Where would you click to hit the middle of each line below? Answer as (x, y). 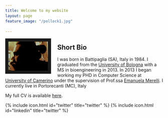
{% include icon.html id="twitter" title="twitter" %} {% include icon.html (79, 105)
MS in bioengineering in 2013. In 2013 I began (104, 70)
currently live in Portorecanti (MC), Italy (46, 86)
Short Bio (72, 47)
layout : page (19, 16)
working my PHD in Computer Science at (100, 75)
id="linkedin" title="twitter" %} (37, 110)
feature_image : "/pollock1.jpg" (39, 21)
